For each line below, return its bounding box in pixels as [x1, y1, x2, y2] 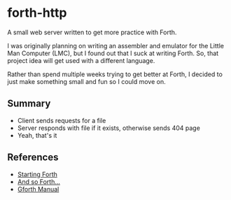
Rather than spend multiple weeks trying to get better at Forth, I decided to [7, 70, 223, 78]
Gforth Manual [17, 185, 59, 193]
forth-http [7, 5, 67, 21]
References [7, 152, 59, 164]
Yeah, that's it [17, 131, 57, 139]
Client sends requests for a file [17, 116, 106, 124]
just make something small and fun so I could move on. [7, 77, 166, 85]
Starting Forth [17, 170, 57, 178]
